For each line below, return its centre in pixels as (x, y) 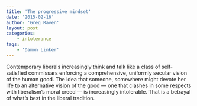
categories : (21, 34)
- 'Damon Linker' (38, 50)
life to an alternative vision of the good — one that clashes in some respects (99, 85)
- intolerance (34, 39)
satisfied (17, 73)
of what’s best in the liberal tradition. (51, 98)
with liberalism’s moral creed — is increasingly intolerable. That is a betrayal (98, 91)
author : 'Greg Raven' (33, 22)
